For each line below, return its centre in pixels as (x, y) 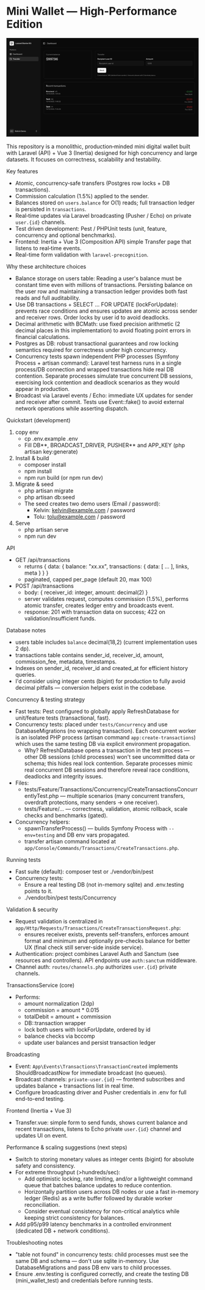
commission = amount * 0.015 (62, 1010)
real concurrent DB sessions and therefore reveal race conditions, (107, 770)
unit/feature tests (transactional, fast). (63, 718)
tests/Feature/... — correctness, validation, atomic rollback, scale (106, 809)
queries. (26, 675)
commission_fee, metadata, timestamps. (66, 662)
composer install (45, 465)
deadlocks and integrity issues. (63, 777)
